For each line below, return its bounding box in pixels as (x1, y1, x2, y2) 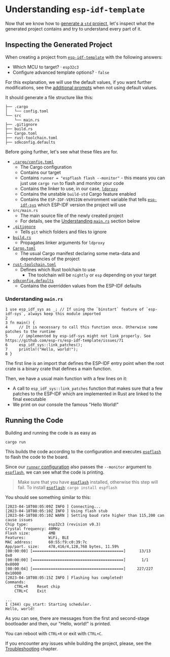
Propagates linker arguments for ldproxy (20, 239, 105, 245)
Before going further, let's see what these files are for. (5, 148, 118, 154)
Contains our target (20, 169, 61, 175)
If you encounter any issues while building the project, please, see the (5, 640, 152, 646)
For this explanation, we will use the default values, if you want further (5, 79, 152, 85)
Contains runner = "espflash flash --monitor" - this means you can (20, 174, 165, 181)
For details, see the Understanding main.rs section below (20, 217, 141, 224)
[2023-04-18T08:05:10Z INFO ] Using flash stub (5, 508, 108, 514)
